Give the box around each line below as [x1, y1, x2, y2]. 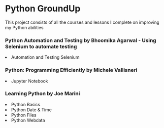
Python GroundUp [5, 3, 81, 14]
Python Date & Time [11, 107, 52, 113]
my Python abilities [5, 24, 44, 30]
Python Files [11, 112, 37, 118]
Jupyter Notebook [11, 78, 48, 84]
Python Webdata [11, 117, 45, 123]
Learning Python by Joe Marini [5, 90, 80, 97]
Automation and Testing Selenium [11, 54, 80, 60]
